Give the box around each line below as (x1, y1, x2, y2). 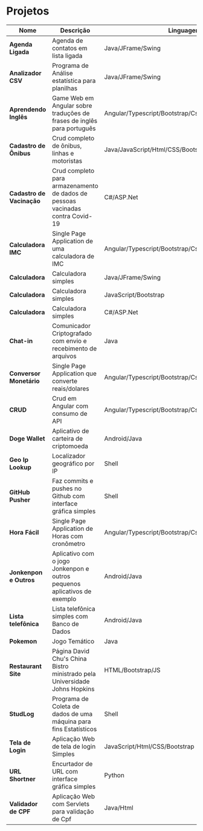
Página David (52, 646, 89, 655)
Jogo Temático (52, 637, 95, 645)
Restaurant (9, 662, 42, 670)
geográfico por (52, 459, 95, 467)
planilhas (52, 84, 77, 92)
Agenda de (52, 36, 83, 45)
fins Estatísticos (52, 724, 97, 733)
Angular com (52, 401, 89, 410)
